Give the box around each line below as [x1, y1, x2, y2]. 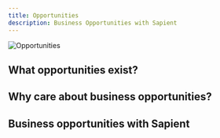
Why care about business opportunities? [8, 90, 212, 103]
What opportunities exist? [8, 63, 139, 76]
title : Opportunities [8, 11, 79, 20]
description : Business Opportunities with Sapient [8, 19, 178, 27]
